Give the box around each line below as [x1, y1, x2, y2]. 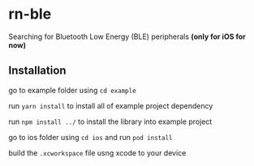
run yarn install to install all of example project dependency [8, 100, 213, 110]
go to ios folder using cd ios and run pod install [8, 132, 173, 142]
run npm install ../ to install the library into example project [8, 117, 213, 126]
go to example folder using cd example [8, 85, 136, 95]
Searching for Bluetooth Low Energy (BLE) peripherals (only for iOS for [8, 32, 246, 41]
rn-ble [8, 5, 52, 23]
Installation [8, 64, 67, 78]
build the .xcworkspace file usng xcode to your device [8, 147, 187, 158]
